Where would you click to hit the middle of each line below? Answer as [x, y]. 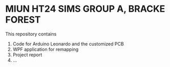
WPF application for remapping [46, 49]
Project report [27, 55]
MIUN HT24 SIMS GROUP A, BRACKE [85, 9]
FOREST [23, 20]
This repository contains [31, 34]
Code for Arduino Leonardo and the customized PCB [68, 43]
